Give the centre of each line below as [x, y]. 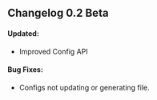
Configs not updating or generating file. [84, 87]
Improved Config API [54, 51]
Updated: [23, 33]
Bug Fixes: [25, 70]
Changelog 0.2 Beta [58, 13]
